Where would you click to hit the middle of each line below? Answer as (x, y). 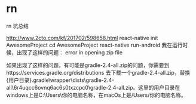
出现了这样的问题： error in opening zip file (70, 52)
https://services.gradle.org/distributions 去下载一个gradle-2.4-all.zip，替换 (98, 72)
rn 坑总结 (17, 26)
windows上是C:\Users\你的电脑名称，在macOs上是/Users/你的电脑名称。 (96, 95)
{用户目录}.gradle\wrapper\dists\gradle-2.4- (60, 80)
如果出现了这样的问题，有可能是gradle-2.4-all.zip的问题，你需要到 (88, 65)
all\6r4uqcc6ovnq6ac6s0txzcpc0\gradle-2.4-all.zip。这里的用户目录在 (93, 87)
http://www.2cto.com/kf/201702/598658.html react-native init (82, 38)
